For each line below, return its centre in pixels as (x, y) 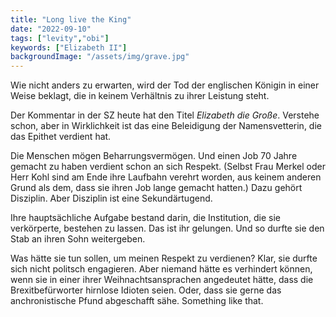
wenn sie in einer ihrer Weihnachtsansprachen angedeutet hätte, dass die (162, 280)
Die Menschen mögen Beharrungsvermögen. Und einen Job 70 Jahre (154, 156)
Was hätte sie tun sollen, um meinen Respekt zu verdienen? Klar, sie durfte (164, 258)
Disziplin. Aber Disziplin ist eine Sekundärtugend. (111, 198)
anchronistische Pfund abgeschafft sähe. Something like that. (137, 301)
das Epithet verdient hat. (61, 137)
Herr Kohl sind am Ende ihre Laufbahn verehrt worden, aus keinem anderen (166, 177)
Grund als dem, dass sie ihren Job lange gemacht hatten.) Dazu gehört (156, 188)
